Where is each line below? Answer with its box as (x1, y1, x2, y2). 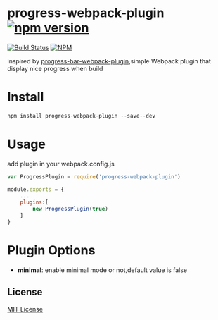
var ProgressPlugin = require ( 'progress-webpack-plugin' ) (7, 173, 181, 180)
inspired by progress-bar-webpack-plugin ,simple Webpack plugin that (7, 56, 211, 65)
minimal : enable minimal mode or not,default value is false (17, 266, 188, 274)
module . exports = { (7, 185, 65, 193)
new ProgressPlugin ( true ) (32, 206, 109, 213)
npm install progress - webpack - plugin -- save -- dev (7, 112, 156, 119)
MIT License (7, 304, 44, 313)
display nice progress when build (7, 64, 103, 73)
